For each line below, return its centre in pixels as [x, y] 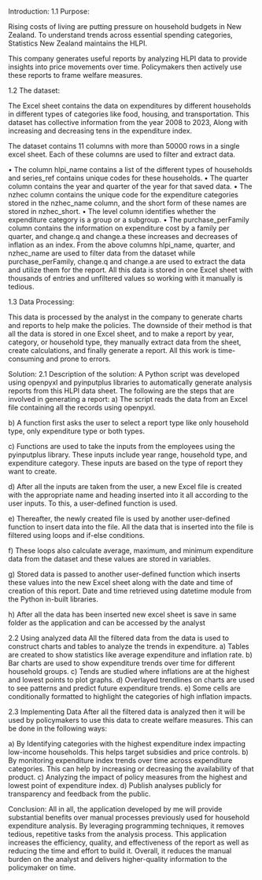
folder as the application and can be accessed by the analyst [107, 623]
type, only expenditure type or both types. [77, 431]
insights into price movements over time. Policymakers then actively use [125, 67]
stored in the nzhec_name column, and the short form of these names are [127, 203]
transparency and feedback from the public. [79, 794]
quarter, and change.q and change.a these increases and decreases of [123, 236]
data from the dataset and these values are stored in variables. [110, 559]
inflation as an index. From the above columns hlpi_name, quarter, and [122, 245]
